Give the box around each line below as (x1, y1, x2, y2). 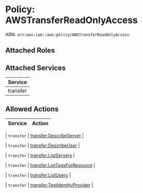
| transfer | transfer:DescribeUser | (5, 142, 80, 149)
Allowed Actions (5, 105, 59, 113)
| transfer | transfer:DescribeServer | (5, 132, 84, 138)
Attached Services (5, 63, 66, 72)
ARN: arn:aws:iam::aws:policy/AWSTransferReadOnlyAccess (5, 31, 129, 37)
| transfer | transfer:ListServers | (5, 152, 75, 158)
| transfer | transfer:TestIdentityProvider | (5, 182, 93, 188)
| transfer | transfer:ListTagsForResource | (5, 162, 96, 168)
